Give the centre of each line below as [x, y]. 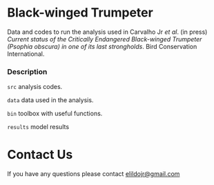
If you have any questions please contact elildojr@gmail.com [94, 174]
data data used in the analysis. [50, 100]
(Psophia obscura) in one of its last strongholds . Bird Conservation [102, 46]
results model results [38, 127]
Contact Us [40, 155]
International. [26, 54]
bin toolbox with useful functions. [55, 114]
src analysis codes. [35, 87]
